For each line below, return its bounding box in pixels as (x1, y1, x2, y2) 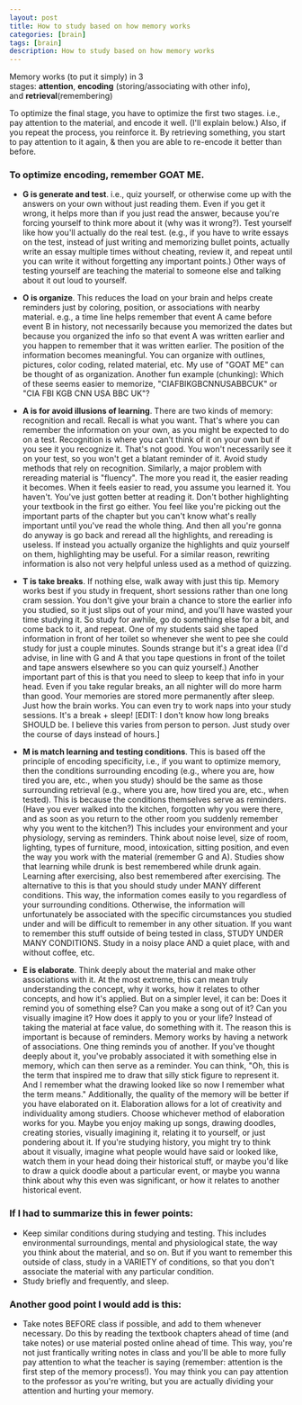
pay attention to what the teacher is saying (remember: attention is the (22, 1356, 283, 1368)
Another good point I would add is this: (9, 1298, 182, 1310)
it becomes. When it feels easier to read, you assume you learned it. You (22, 482, 291, 493)
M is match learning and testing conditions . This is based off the (22, 746, 266, 757)
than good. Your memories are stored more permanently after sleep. (22, 690, 276, 702)
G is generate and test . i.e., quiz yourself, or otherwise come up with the (22, 189, 292, 200)
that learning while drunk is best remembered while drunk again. (22, 861, 262, 872)
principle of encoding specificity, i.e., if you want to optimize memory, (22, 756, 281, 767)
